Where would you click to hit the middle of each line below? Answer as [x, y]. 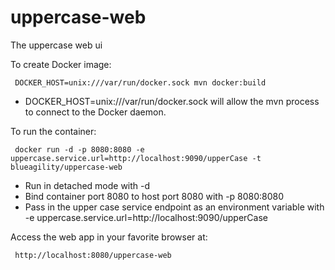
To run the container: [53, 131]
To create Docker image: [61, 64]
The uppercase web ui [56, 45]
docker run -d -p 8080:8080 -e [79, 149]
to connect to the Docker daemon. [95, 112]
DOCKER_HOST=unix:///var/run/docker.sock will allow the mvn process [172, 101]
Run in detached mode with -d [87, 185]
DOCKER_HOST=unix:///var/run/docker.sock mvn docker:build [140, 82]
